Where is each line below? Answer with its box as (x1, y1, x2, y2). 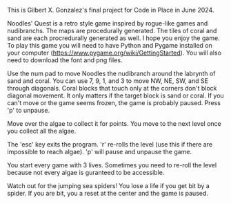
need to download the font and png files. (7, 56, 123, 64)
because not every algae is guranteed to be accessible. (7, 169, 165, 176)
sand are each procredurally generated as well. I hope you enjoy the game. (7, 34, 220, 42)
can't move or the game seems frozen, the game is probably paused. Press (7, 99, 221, 106)
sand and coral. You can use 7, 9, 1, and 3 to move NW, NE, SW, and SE (7, 77, 209, 85)
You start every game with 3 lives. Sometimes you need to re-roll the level (7, 161, 217, 169)
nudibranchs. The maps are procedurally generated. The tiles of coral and (7, 27, 217, 35)
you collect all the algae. (7, 127, 77, 135)
